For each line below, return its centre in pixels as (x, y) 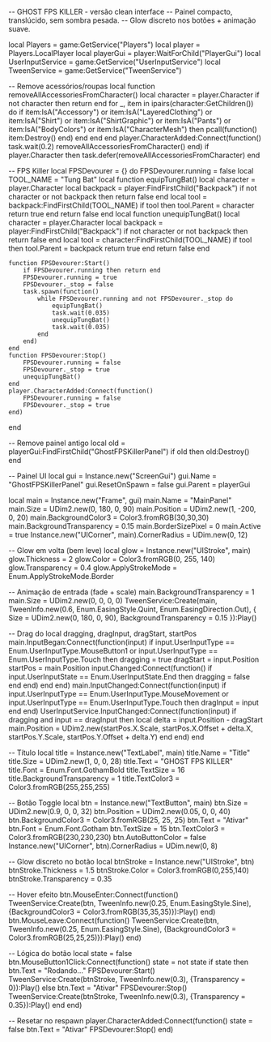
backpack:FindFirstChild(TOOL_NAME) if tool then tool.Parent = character (131, 205)
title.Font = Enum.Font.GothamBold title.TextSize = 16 (97, 770)
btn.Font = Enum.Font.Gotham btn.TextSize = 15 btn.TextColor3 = (117, 829)
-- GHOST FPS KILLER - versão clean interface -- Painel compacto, (121, 12)
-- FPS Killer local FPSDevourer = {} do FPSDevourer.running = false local (131, 171)
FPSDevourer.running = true (70, 277)
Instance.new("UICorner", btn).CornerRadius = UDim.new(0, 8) (113, 846)
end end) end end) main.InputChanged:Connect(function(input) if (117, 685)
